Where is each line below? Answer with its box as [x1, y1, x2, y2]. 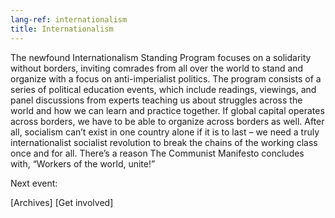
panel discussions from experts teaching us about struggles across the [10, 94, 303, 106]
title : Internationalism [10, 24, 114, 34]
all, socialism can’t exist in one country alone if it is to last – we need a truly [10, 126, 320, 138]
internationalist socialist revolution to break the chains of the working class [10, 136, 318, 148]
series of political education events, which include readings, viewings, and [10, 83, 317, 95]
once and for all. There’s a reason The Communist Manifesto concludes [10, 147, 305, 159]
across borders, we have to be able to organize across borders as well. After [10, 115, 325, 127]
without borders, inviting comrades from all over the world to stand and [10, 62, 304, 74]
